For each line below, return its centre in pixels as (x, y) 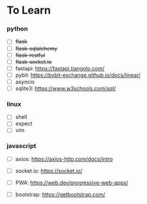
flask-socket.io (33, 61)
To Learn (29, 10)
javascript (22, 146)
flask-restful (30, 55)
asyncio (25, 82)
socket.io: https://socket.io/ (49, 171)
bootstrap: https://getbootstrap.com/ (60, 194)
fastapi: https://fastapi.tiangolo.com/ (60, 68)
